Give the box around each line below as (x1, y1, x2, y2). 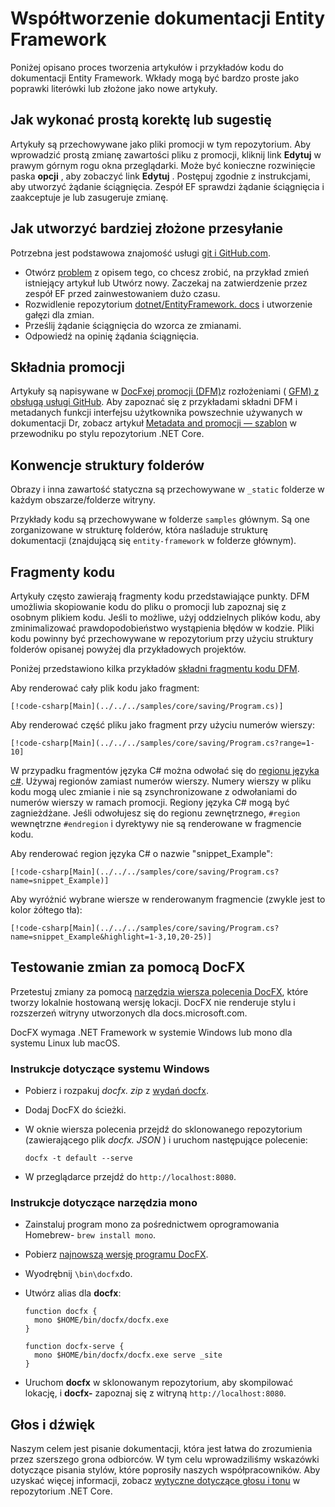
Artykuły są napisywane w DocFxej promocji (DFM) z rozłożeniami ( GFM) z (10, 385, 320, 397)
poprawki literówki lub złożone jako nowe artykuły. (10, 82, 218, 94)
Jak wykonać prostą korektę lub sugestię (10, 112, 272, 129)
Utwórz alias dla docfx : (24, 1287, 122, 1299)
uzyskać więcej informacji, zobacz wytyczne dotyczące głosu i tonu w (10, 1475, 301, 1487)
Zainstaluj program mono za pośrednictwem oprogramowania (24, 1218, 280, 1231)
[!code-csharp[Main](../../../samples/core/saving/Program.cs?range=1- (10, 738, 315, 748)
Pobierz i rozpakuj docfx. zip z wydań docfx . (24, 1085, 209, 1097)
